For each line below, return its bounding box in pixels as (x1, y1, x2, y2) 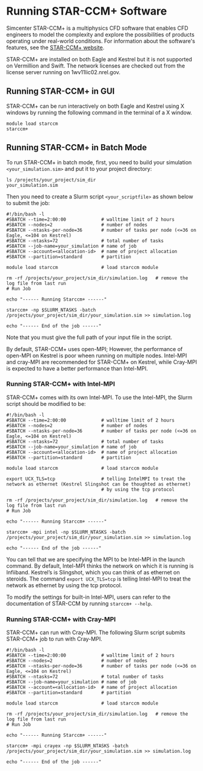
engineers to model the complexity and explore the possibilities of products (6, 30, 195, 38)
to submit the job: (6, 199, 50, 206)
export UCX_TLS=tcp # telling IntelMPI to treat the (6, 476, 186, 482)
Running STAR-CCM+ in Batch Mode (6, 142, 147, 153)
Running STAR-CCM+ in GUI (6, 86, 115, 97)
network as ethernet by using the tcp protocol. (6, 581, 122, 588)
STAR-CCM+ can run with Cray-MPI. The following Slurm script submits (6, 629, 186, 637)
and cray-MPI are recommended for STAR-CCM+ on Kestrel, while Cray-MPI (6, 358, 197, 366)
